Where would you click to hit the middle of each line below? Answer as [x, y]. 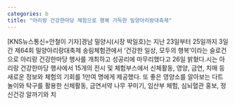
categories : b [28, 14]
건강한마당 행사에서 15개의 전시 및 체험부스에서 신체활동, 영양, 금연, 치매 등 [122, 68]
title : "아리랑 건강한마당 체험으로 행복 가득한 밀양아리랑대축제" [90, 20]
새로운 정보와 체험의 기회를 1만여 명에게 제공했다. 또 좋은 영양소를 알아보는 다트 [115, 76]
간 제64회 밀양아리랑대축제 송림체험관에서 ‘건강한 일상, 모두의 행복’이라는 [108, 50]
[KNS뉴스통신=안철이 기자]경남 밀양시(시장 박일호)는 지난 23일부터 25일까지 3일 [118, 41]
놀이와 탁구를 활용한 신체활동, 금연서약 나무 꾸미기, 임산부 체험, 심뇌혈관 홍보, [113, 85]
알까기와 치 [41, 94]
